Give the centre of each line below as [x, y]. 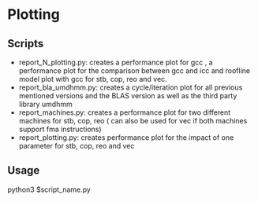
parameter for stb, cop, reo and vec [77, 146]
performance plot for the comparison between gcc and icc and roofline [135, 71]
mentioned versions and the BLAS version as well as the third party [128, 95]
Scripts [26, 44]
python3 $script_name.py [49, 189]
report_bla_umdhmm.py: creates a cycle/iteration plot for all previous [131, 87]
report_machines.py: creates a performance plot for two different [125, 112]
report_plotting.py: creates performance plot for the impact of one [126, 138]
